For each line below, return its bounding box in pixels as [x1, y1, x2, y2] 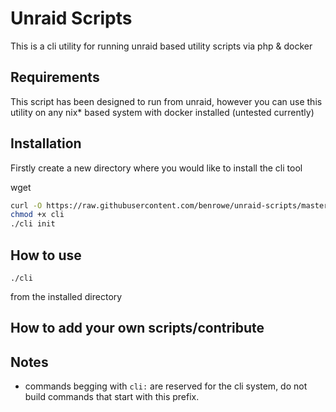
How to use [10, 247, 82, 264]
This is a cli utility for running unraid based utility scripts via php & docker [10, 40, 313, 52]
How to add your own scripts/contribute [10, 320, 265, 337]
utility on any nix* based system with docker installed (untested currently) [10, 106, 315, 118]
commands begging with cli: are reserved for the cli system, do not [24, 380, 308, 392]
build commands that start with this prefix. [24, 391, 200, 403]
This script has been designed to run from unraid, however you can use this [10, 95, 323, 107]
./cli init [10, 219, 56, 229]
